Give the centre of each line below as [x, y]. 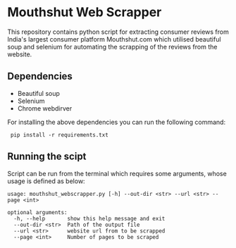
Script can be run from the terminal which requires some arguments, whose [117, 173]
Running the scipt [47, 157]
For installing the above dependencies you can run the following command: [117, 122]
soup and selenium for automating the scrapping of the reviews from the [112, 46]
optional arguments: [38, 212]
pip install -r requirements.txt [60, 135]
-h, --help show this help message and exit [89, 218]
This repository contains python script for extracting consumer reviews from [118, 32]
